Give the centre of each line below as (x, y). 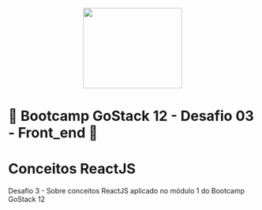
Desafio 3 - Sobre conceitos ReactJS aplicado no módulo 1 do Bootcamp (127, 191)
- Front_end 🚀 (53, 133)
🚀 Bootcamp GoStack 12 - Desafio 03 (131, 116)
